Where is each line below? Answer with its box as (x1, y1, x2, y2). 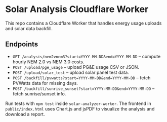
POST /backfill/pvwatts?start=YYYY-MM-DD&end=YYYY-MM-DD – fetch (12, 74, 151, 81)
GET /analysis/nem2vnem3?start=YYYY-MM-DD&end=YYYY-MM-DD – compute (12, 53, 161, 59)
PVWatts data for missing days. (12, 80, 78, 86)
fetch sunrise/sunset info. (12, 90, 66, 96)
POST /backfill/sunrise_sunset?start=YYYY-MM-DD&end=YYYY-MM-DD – (12, 85, 155, 91)
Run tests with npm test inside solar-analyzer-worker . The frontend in (5, 100, 151, 106)
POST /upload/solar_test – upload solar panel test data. (12, 69, 129, 75)
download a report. (5, 111, 45, 117)
